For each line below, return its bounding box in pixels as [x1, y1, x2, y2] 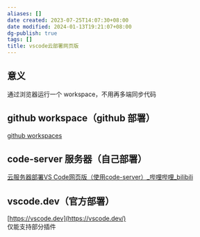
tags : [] [7, 36, 33, 43]
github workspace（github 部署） [7, 112, 155, 124]
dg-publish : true [7, 29, 58, 37]
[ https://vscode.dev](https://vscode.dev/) [7, 214, 126, 223]
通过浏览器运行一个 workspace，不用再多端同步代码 [7, 90, 156, 98]
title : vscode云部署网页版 [7, 43, 79, 49]
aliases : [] [7, 10, 42, 17]
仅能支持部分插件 [7, 222, 56, 231]
